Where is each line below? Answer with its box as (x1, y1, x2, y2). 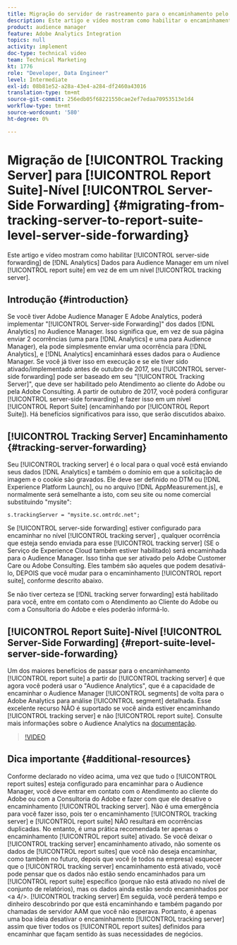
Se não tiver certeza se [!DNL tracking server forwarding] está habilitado (7, 590, 219, 599)
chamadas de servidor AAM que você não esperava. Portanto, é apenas (7, 907, 217, 915)
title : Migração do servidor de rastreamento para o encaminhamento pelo (7, 10, 229, 18)
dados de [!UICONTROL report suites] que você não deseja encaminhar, (7, 847, 217, 855)
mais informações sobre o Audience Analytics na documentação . (7, 719, 197, 727)
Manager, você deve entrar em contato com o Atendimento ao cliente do (7, 787, 219, 795)
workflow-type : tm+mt (7, 102, 71, 110)
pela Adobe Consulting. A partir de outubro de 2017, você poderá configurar (7, 387, 229, 396)
